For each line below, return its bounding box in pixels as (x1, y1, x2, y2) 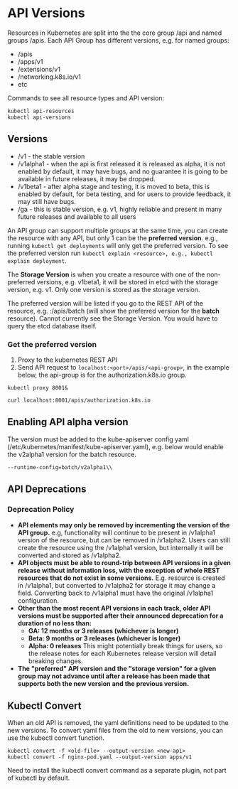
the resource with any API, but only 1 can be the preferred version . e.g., (7, 233, 218, 242)
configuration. (17, 596, 59, 605)
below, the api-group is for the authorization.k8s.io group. (17, 371, 187, 380)
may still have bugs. (17, 197, 77, 205)
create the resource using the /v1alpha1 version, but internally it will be (17, 543, 224, 552)
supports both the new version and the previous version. (17, 679, 190, 687)
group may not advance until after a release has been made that (17, 672, 210, 680)
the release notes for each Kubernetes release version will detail (28, 649, 217, 657)
